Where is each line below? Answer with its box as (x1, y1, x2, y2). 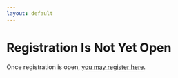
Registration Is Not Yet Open (6, 39, 172, 55)
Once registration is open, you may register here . (6, 63, 146, 71)
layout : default (6, 10, 53, 17)
